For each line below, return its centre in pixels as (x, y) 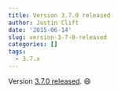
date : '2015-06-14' (40, 30)
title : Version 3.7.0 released (59, 15)
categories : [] (33, 45)
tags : (17, 52)
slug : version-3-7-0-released (58, 37)
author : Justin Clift (44, 23)
